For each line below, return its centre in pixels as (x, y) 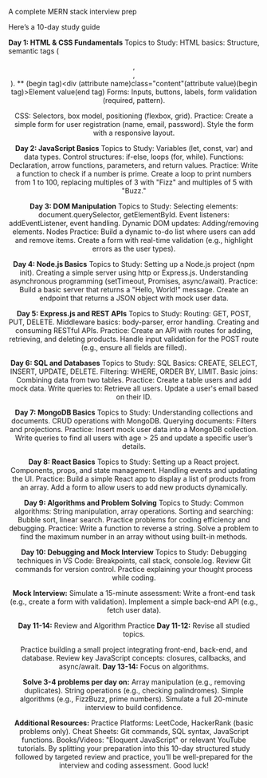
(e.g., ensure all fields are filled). (134, 347)
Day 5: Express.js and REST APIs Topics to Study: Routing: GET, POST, (134, 314)
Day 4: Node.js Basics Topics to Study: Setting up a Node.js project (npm (134, 264)
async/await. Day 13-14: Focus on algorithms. (134, 667)
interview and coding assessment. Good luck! (134, 765)
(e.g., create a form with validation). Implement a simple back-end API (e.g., (134, 601)
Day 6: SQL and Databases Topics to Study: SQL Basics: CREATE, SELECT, (134, 363)
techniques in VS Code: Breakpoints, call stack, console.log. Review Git (134, 561)
